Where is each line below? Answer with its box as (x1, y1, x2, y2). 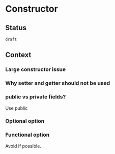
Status (5, 23, 27, 32)
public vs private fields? (5, 93, 66, 100)
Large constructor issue (5, 66, 66, 73)
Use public (5, 105, 28, 111)
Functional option (5, 131, 50, 138)
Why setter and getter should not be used (5, 80, 110, 87)
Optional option (5, 118, 45, 125)
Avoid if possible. (5, 143, 42, 149)
